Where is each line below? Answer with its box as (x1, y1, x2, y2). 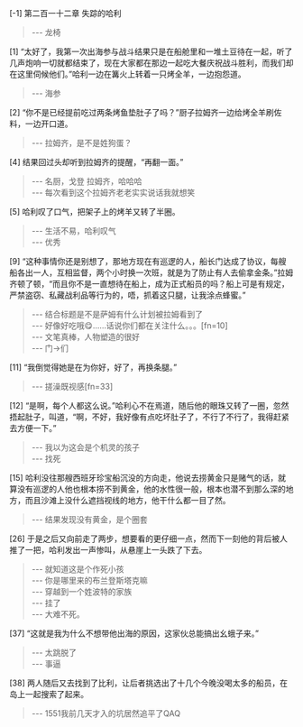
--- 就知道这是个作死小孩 (31, 564, 124, 575)
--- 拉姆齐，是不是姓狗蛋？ (31, 138, 133, 148)
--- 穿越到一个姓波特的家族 (31, 586, 133, 597)
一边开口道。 (24, 118, 73, 129)
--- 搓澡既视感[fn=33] (31, 382, 114, 391)
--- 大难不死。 (31, 609, 86, 620)
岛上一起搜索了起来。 (9, 689, 88, 699)
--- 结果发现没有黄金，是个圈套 (31, 514, 149, 525)
